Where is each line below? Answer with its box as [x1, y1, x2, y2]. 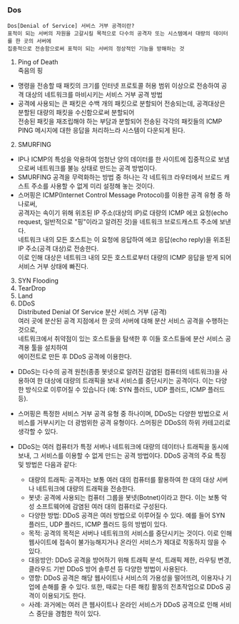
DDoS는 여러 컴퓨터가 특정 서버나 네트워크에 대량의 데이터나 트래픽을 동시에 [17, 443, 230, 451]
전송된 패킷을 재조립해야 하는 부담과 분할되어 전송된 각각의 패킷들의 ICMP [17, 117, 223, 126]
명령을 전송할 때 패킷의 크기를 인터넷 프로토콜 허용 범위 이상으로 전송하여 [17, 81, 220, 90]
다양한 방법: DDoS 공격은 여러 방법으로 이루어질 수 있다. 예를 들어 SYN [28, 511, 225, 520]
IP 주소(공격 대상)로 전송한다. [17, 244, 99, 253]
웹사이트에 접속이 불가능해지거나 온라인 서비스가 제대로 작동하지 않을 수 [28, 538, 227, 547]
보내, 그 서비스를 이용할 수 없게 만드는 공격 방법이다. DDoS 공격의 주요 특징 [17, 451, 227, 460]
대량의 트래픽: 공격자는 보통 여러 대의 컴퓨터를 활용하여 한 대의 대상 [28, 475, 215, 484]
